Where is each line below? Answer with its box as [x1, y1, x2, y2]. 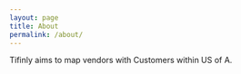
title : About [9, 22, 59, 31]
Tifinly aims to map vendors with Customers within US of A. [9, 55, 233, 66]
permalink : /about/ [9, 30, 84, 39]
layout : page [9, 13, 59, 23]
